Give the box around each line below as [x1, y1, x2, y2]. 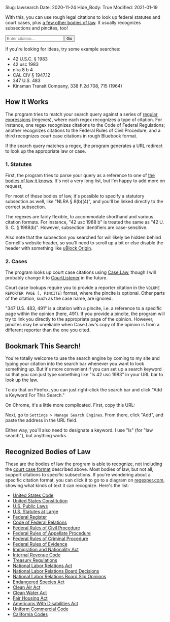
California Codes [12, 611, 48, 617]
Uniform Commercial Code [12, 606, 69, 612]
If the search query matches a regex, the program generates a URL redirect [5, 143, 163, 149]
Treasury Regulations [12, 557, 57, 563]
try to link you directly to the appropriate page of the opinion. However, [5, 316, 154, 322]
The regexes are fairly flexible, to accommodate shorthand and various [5, 214, 154, 220]
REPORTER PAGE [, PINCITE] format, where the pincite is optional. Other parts [5, 290, 165, 296]
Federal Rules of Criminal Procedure [12, 535, 89, 542]
